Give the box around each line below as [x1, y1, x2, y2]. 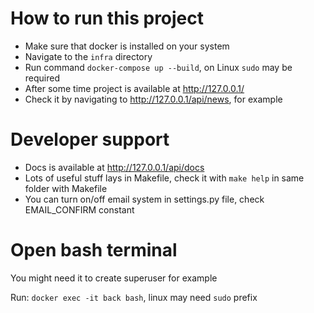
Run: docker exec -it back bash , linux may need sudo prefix [10, 291, 258, 303]
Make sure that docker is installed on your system [24, 40, 230, 52]
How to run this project [10, 7, 205, 30]
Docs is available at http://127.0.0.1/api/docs [24, 161, 205, 173]
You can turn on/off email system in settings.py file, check [24, 193, 265, 205]
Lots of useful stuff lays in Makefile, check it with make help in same [24, 172, 305, 184]
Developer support [10, 128, 170, 151]
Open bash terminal [10, 239, 178, 262]
